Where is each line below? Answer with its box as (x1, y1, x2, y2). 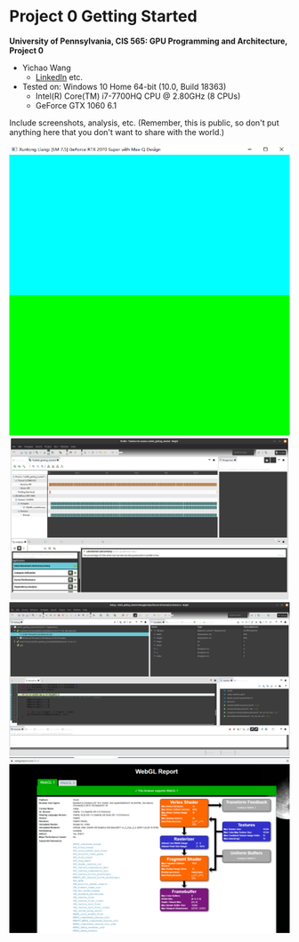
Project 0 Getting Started (9, 6, 198, 27)
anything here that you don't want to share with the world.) (9, 126, 225, 137)
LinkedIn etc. (35, 71, 83, 82)
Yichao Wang (21, 62, 71, 73)
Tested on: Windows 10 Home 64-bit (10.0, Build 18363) (21, 81, 227, 92)
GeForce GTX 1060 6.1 (35, 100, 117, 110)
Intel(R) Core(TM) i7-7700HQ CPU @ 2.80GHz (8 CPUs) (35, 91, 241, 101)
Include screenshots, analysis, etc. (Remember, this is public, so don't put (9, 117, 279, 128)
